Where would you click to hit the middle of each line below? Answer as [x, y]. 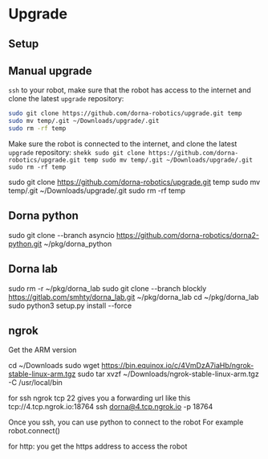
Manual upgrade [50, 70]
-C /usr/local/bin [35, 383]
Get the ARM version [43, 350]
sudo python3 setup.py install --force [70, 305]
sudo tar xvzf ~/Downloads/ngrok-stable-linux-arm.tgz [168, 374]
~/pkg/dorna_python [78, 244]
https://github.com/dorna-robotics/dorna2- [187, 235]
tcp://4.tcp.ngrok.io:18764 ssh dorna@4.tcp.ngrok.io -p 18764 [111, 407]
